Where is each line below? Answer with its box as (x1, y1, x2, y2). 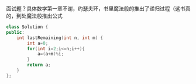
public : (6, 29, 25, 35)
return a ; (27, 62, 51, 68)
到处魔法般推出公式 (16, 12, 63, 19)
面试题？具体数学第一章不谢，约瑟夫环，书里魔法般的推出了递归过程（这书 (6, 5, 185, 12)
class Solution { (6, 24, 49, 30)
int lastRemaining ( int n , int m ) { (16, 34, 104, 41)
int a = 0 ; (27, 40, 49, 46)
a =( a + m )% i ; (37, 51, 64, 57)
